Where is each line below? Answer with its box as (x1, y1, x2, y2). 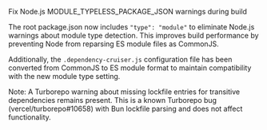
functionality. (8, 112, 52, 122)
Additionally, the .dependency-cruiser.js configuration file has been (8, 55, 233, 64)
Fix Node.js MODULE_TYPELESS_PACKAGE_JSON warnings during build (8, 7, 248, 16)
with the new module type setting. (8, 72, 121, 81)
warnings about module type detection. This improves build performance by (8, 31, 259, 40)
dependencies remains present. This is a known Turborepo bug (8, 96, 217, 104)
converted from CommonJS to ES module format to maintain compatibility (8, 63, 252, 73)
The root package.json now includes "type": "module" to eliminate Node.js (8, 22, 255, 31)
